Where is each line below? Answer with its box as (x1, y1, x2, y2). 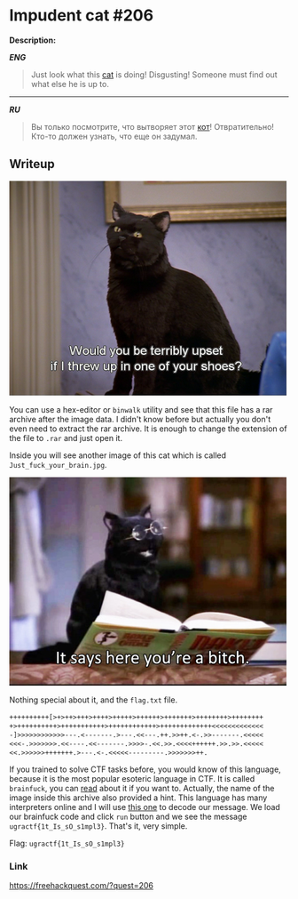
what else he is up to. (30, 78, 109, 89)
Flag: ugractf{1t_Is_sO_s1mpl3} (9, 838, 125, 848)
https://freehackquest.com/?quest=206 (9, 880, 153, 891)
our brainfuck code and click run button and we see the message (9, 811, 247, 822)
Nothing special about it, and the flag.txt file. (9, 694, 178, 705)
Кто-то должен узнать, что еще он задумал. (30, 131, 198, 141)
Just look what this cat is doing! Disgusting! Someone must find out (30, 68, 278, 80)
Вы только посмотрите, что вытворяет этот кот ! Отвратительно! (30, 121, 275, 132)
